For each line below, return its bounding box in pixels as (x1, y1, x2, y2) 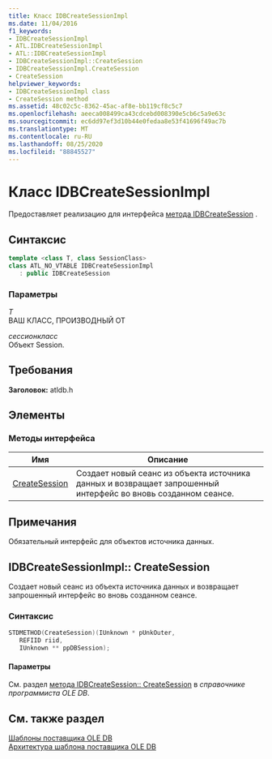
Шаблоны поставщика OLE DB (8, 733, 113, 743)
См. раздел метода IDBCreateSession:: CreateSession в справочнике (8, 680, 245, 689)
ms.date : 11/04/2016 (8, 19, 79, 28)
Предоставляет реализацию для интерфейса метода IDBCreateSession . (8, 209, 257, 219)
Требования (8, 363, 73, 377)
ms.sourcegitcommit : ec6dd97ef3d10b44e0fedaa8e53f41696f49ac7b (8, 118, 227, 126)
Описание (147, 453, 189, 465)
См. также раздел (8, 711, 105, 726)
